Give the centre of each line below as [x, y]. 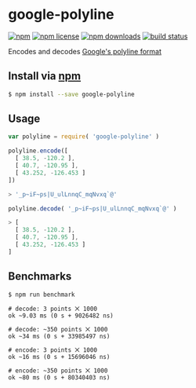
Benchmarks [40, 276]
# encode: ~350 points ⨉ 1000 [58, 371]
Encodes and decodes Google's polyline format [85, 51]
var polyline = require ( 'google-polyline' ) [83, 137]
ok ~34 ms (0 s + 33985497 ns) [59, 336]
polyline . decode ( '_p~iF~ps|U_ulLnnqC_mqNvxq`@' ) [93, 209]
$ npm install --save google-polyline [71, 94]
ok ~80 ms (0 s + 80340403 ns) [59, 377]
